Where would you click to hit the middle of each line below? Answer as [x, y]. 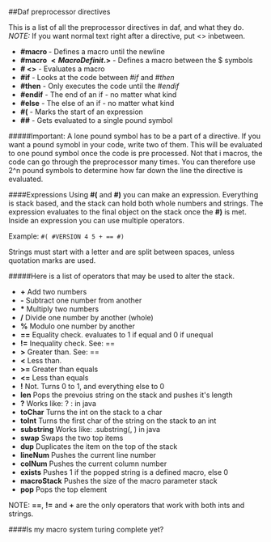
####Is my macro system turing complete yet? [86, 529]
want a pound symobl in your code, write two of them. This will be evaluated [135, 144]
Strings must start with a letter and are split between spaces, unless [121, 252]
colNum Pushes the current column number [93, 464]
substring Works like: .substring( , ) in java [90, 429]
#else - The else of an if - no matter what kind [97, 103]
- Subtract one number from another [81, 300]
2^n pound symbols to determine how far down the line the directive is [126, 170]
